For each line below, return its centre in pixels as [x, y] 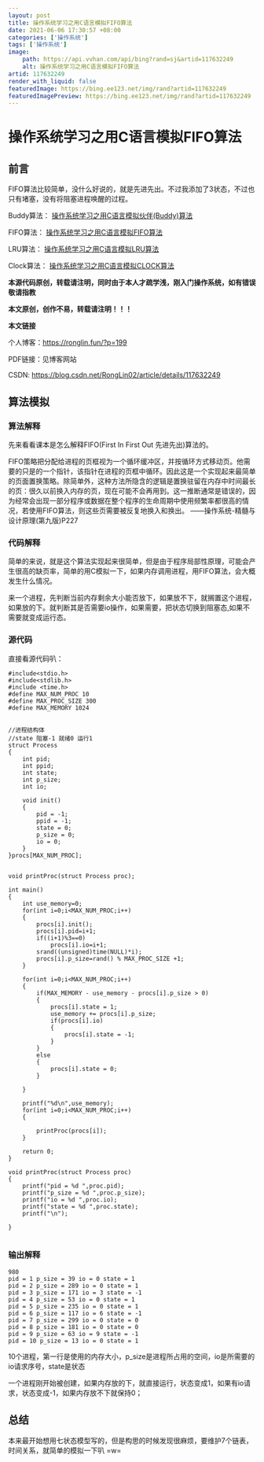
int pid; [37, 759]
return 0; [38, 1151]
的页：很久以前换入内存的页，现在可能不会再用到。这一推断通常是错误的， [128, 491]
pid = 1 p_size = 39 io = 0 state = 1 [71, 1279]
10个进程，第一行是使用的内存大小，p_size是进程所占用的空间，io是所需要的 [132, 1356]
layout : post [29, 15]
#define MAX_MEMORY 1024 [49, 708]
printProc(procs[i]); [72, 1131]
